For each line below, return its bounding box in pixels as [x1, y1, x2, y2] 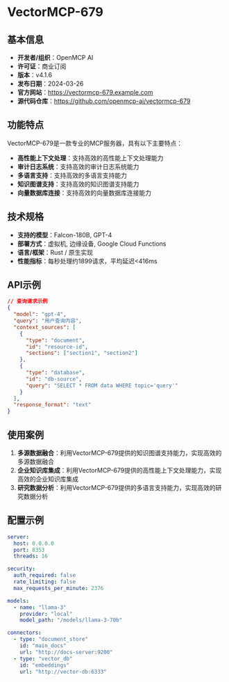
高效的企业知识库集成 [17, 475, 78, 483]
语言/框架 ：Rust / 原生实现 [17, 248, 94, 256]
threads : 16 [13, 553, 49, 560]
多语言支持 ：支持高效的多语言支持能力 [17, 171, 127, 180]
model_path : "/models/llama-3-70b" [19, 617, 123, 624]
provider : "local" [19, 610, 73, 617]
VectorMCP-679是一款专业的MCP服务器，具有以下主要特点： [7, 138, 183, 147]
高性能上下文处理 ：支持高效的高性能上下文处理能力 [17, 154, 164, 162]
